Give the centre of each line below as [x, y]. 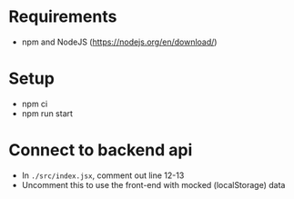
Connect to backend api [101, 150]
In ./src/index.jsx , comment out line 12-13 [103, 175]
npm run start [47, 113]
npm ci [35, 104]
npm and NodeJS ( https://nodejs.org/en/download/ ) [119, 42]
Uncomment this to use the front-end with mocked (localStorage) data [153, 184]
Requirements [63, 17]
